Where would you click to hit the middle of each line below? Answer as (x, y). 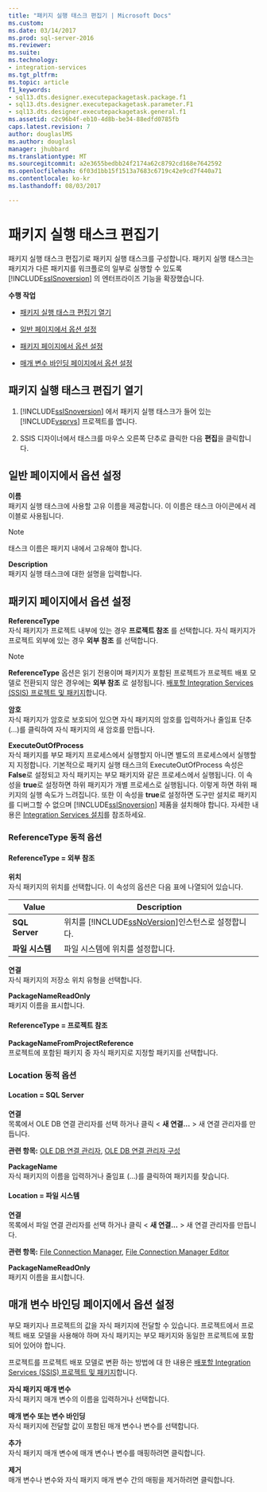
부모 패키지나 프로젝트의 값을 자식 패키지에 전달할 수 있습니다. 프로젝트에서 (124, 1325)
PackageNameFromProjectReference (71, 1044)
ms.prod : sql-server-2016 (51, 38)
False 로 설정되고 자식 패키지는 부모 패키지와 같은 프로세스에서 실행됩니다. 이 (126, 775)
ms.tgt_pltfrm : (33, 75)
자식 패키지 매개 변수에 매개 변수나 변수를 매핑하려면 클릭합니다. (107, 1453)
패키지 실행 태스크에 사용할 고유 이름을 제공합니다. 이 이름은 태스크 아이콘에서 (128, 506)
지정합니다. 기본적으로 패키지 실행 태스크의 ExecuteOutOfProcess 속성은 (130, 765)
